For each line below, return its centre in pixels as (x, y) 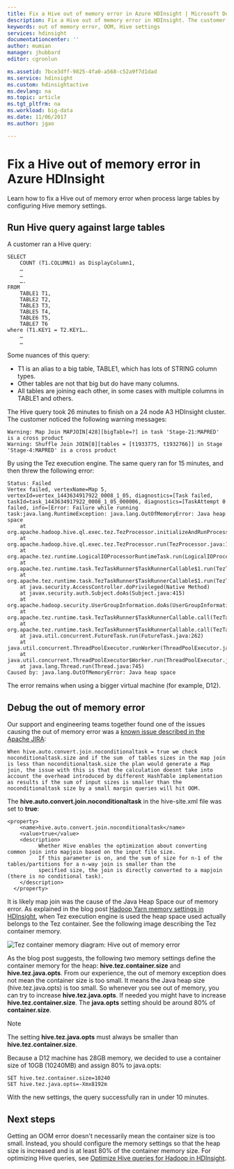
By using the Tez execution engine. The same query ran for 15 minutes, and (116, 464)
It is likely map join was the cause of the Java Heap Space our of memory (113, 902)
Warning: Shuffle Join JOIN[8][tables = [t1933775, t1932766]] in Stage (115, 444)
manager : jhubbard (34, 53)
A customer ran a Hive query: (49, 244)
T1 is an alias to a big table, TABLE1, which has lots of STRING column (117, 369)
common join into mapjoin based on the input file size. (92, 852)
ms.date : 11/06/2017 (37, 117)
